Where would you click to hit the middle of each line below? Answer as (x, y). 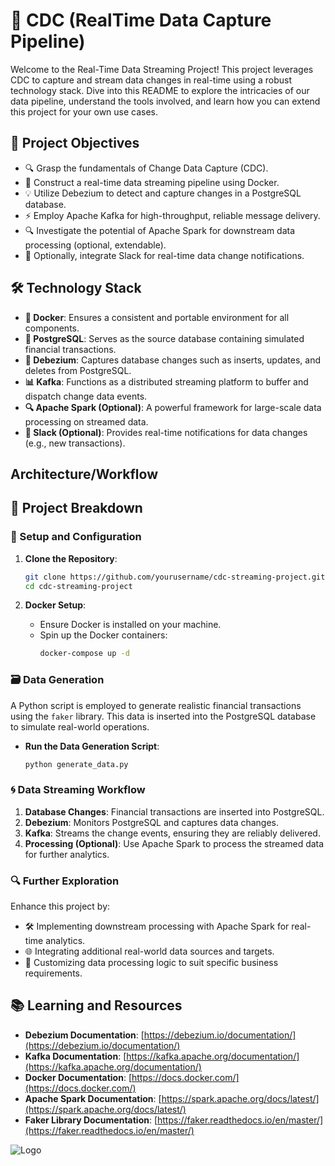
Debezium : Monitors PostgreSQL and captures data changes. (152, 822)
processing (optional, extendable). (95, 245)
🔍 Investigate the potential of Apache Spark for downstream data (160, 230)
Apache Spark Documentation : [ (93, 1098)
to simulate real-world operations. (80, 726)
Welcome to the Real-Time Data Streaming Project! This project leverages (162, 69)
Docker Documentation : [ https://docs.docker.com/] (132, 1077)
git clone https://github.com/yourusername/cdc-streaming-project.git (175, 577)
